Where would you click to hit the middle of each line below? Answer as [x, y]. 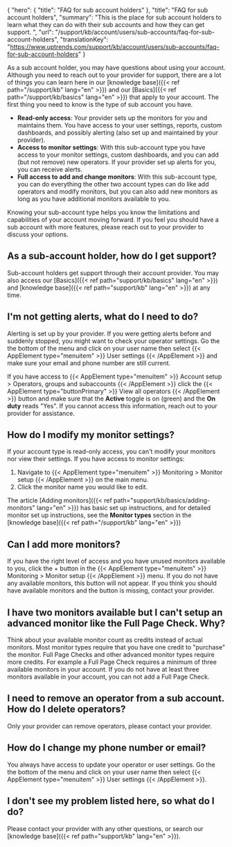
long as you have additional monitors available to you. [94, 199]
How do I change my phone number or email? [107, 748]
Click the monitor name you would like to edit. [82, 487]
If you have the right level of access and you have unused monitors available [116, 561]
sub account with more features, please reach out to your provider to [106, 227]
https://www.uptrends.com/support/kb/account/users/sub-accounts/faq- [115, 47]
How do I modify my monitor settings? [91, 435]
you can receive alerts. [50, 169]
